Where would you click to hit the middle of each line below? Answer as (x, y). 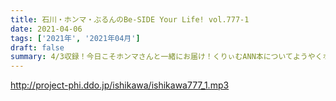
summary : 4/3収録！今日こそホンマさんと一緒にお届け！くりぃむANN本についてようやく (166, 57)
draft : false (37, 47)
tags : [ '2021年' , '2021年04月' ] (75, 38)
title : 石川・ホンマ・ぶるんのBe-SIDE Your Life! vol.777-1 (130, 19)
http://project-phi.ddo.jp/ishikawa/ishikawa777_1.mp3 (120, 85)
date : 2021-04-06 (46, 29)
